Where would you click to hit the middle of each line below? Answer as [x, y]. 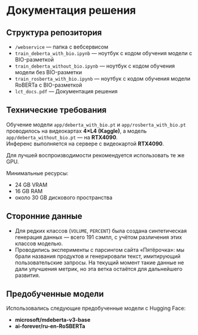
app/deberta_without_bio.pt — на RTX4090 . [62, 137]
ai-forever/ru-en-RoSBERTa [50, 326]
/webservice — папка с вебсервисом [62, 47]
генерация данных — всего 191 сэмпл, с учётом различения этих [98, 237]
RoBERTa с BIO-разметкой [48, 85]
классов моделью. [39, 243]
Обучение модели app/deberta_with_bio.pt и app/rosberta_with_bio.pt [96, 124]
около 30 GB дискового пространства [63, 197]
